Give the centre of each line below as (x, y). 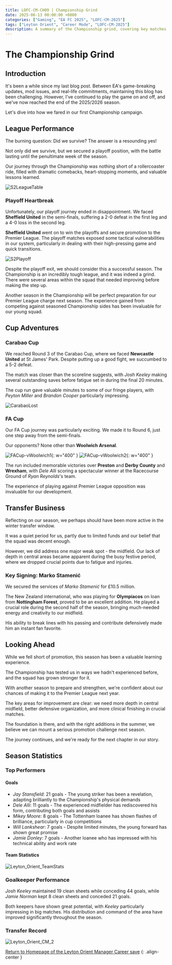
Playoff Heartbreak (30, 200)
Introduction (26, 73)
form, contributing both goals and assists (56, 810)
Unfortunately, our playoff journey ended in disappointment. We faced (79, 212)
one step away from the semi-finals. (43, 436)
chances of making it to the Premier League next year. (62, 693)
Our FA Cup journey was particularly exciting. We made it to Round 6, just (83, 430)
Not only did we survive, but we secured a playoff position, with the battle (83, 151)
